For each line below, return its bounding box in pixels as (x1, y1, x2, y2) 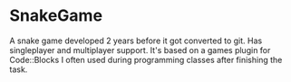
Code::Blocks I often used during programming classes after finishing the (9, 54, 283, 65)
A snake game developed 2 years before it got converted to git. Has (9, 35, 263, 46)
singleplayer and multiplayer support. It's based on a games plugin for (9, 44, 271, 55)
